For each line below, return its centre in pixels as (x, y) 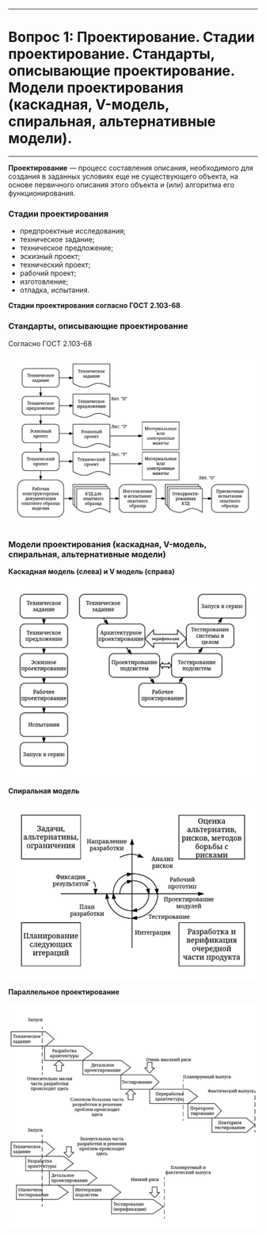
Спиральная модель (44, 791)
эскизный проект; (50, 257)
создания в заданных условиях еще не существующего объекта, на (123, 176)
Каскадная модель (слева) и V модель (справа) (92, 572)
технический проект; (55, 265)
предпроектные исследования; (73, 231)
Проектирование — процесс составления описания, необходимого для (131, 168)
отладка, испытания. (54, 290)
